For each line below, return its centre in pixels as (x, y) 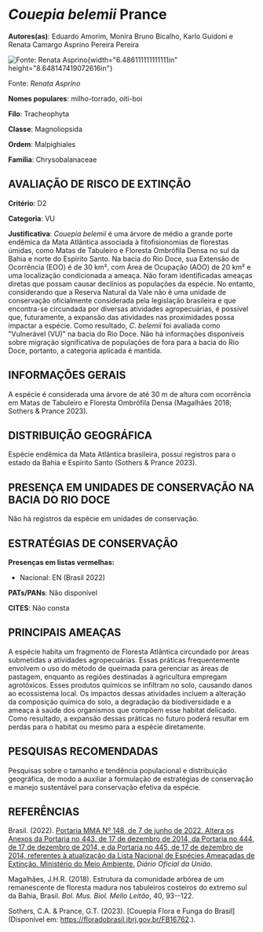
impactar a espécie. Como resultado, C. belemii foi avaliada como (114, 325)
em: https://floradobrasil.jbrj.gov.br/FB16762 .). (121, 919)
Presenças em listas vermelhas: (62, 562)
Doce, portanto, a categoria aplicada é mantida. (85, 350)
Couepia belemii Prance (88, 15)
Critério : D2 (27, 203)
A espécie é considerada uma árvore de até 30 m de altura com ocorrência (130, 394)
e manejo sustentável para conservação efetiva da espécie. (104, 787)
